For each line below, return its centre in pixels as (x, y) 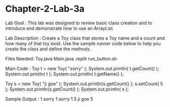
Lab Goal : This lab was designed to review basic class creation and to (79, 23)
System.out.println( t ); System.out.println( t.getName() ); (64, 74)
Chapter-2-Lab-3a (45, 9)
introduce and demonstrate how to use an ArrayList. (60, 28)
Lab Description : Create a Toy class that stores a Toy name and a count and (85, 38)
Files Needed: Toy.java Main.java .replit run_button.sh (61, 58)
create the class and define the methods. (48, 49)
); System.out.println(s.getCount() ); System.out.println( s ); (67, 89)
